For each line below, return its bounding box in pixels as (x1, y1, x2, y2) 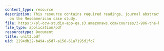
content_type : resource (5, 7, 54, 12)
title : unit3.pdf (5, 34, 41, 39)
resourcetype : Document (5, 30, 54, 34)
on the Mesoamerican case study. (9, 16, 78, 21)
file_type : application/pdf (5, 25, 62, 30)
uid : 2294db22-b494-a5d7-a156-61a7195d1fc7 (5, 39, 95, 44)
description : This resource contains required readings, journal (5, 12, 141, 17)
